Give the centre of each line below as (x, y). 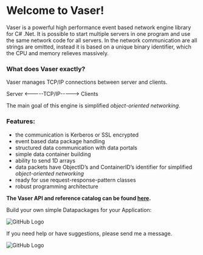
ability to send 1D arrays (45, 160)
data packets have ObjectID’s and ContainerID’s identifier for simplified (104, 167)
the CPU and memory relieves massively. (58, 53)
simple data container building (53, 154)
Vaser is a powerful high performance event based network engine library (99, 27)
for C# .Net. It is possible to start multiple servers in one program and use (98, 33)
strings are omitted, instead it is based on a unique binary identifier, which (99, 47)
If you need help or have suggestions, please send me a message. (89, 233)
